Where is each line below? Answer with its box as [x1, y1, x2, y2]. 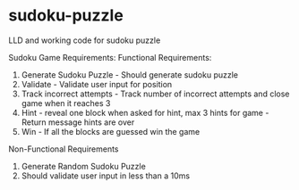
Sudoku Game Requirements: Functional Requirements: [8, 52, 212, 62]
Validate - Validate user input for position [21, 78, 173, 89]
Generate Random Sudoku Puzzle [21, 161, 147, 171]
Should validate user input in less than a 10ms [21, 170, 190, 181]
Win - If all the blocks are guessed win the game [21, 126, 201, 136]
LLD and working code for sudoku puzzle [8, 35, 161, 45]
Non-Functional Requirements [8, 144, 119, 154]
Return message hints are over [21, 117, 135, 128]
